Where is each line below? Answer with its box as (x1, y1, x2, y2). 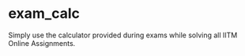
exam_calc (8, 5, 81, 23)
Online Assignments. (8, 38, 76, 47)
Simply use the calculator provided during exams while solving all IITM (8, 30, 238, 40)
